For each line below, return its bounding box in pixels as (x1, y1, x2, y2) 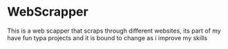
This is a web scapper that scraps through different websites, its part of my (7, 27, 221, 35)
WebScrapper (7, 4, 88, 20)
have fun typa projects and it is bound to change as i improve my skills (7, 33, 208, 42)
